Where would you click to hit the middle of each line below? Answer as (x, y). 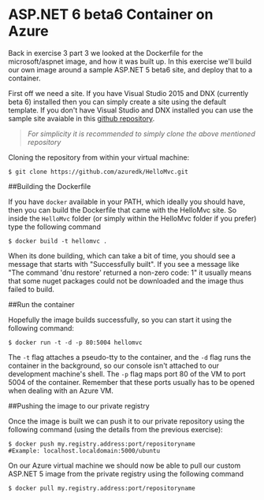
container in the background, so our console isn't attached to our (113, 365)
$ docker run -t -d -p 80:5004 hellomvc (76, 343)
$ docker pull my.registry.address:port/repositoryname (102, 488)
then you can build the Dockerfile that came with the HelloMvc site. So (123, 209)
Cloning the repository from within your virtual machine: (99, 157)
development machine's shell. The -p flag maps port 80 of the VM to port (127, 374)
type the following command (54, 227)
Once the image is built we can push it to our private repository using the (126, 421)
